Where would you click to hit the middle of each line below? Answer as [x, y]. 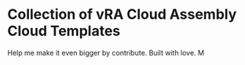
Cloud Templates [64, 31]
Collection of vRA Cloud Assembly [122, 14]
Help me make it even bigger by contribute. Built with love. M [106, 52]
